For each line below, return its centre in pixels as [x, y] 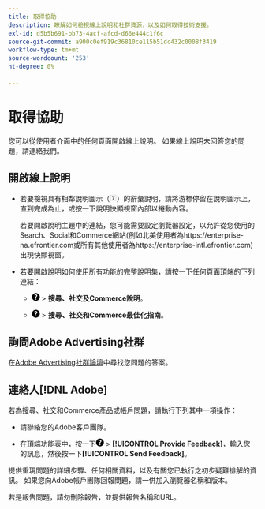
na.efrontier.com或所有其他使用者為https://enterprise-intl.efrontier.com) [136, 245]
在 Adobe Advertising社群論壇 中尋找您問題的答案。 [90, 362]
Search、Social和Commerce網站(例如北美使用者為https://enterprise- [132, 235]
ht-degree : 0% [32, 67]
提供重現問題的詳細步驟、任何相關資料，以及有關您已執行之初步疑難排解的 [129, 470]
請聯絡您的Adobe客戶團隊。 [65, 427]
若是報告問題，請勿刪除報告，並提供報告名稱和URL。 [95, 497]
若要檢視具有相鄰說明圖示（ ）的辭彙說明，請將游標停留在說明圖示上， [137, 198]
